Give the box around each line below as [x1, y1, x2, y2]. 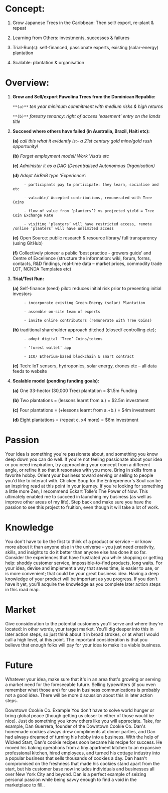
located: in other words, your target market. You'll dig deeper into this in [5, 626, 154, 632]
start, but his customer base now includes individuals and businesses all [5, 766, 154, 772]
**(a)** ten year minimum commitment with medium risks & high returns [12, 103, 163, 109]
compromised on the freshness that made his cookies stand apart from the [5, 760, 160, 766]
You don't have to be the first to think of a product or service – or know [5, 538, 152, 545]
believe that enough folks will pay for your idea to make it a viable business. [5, 642, 161, 648]
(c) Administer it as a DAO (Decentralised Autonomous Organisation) [12, 163, 155, 169]
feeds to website [12, 368, 47, 374]
